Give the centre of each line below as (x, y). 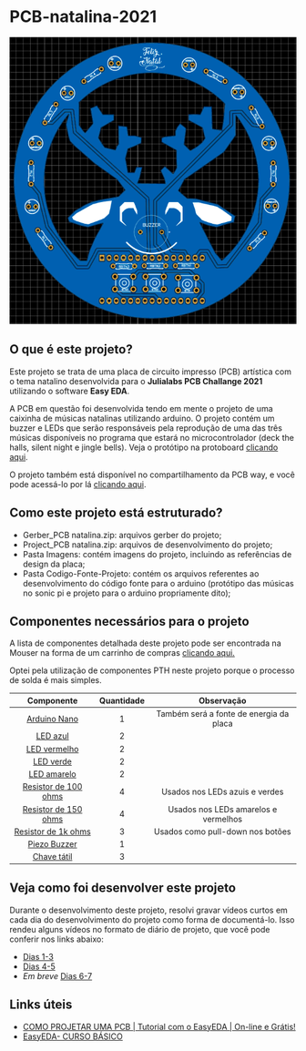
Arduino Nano (53, 719)
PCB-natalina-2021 (83, 17)
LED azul (53, 736)
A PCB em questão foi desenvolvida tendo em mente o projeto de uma (141, 408)
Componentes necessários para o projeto (129, 621)
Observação (223, 700)
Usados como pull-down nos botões (222, 832)
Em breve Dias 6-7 (57, 975)
